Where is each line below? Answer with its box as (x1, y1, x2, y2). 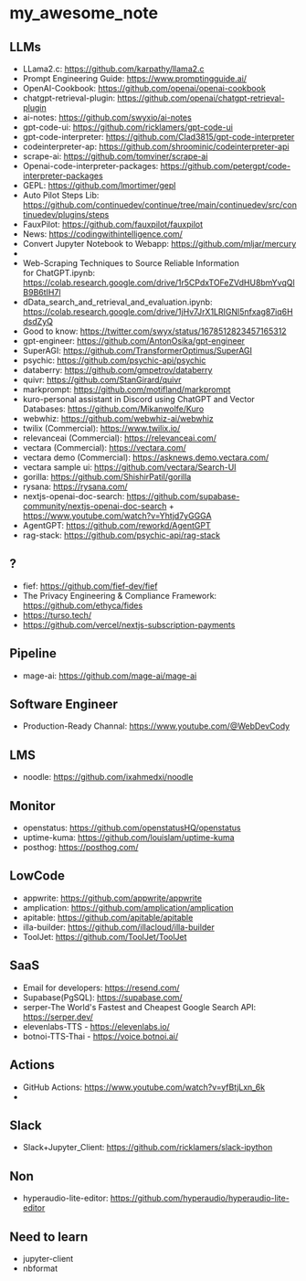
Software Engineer (9, 697, 119, 712)
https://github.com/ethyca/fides (22, 600, 143, 611)
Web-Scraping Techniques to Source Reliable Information (22, 258, 239, 268)
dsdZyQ (22, 316, 53, 326)
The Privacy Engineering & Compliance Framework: (22, 590, 217, 601)
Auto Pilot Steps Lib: (22, 190, 100, 200)
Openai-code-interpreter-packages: (22, 161, 159, 171)
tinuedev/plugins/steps (22, 209, 110, 219)
